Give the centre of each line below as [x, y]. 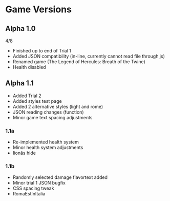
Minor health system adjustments [48, 148]
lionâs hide [24, 153]
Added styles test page [37, 101]
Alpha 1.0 [20, 29]
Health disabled [29, 67]
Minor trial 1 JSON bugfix [39, 183]
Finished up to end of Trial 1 [42, 51]
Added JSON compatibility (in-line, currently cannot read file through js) [89, 56]
